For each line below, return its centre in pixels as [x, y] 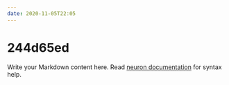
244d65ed [38, 47]
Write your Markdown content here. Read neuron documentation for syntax [114, 67]
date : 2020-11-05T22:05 [42, 13]
